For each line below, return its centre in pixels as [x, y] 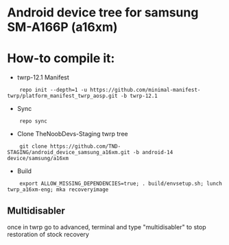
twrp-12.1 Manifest [43, 77]
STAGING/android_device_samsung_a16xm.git [69, 153]
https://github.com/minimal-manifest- [145, 90]
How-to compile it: [61, 59]
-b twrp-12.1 [139, 96]
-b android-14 [153, 153]
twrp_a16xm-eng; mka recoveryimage [58, 190]
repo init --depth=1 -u [53, 90]
